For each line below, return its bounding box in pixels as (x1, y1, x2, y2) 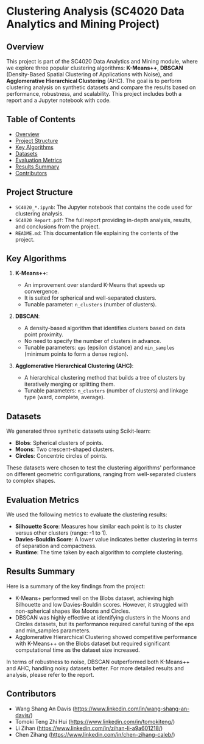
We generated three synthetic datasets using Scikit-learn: (6, 427, 151, 435)
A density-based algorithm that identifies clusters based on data (24, 325, 186, 332)
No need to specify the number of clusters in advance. (24, 338, 161, 345)
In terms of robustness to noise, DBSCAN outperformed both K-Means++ (6, 658, 190, 665)
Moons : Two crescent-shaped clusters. (15, 446, 114, 453)
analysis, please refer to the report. (6, 671, 94, 678)
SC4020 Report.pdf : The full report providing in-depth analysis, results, (15, 216, 192, 223)
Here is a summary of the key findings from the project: (6, 582, 146, 590)
